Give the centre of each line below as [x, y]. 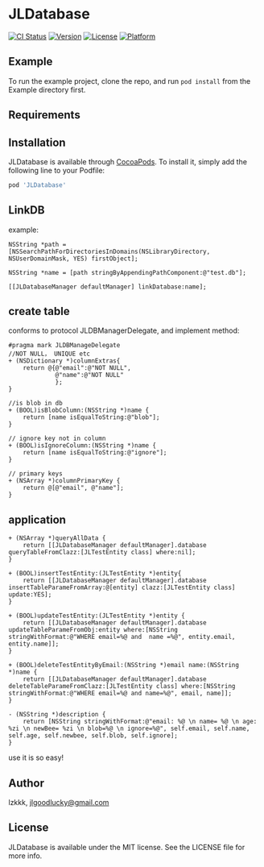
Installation [37, 142]
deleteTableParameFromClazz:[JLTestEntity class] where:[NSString [122, 687]
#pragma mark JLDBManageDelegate [64, 346]
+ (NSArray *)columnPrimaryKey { [64, 481]
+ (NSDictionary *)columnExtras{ [64, 361]
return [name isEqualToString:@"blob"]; [91, 417]
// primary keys [35, 474]
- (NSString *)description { [57, 715]
